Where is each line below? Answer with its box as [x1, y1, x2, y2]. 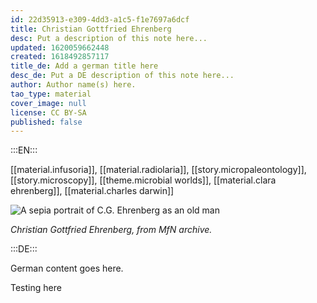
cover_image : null [10, 98, 87, 108]
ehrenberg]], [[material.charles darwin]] [10, 185, 175, 197]
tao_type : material [10, 89, 92, 99]
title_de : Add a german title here [10, 61, 159, 71]
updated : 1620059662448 [10, 42, 110, 53]
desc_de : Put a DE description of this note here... [10, 71, 235, 81]
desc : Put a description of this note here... [10, 33, 208, 43]
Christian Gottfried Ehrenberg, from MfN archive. [10, 224, 213, 236]
